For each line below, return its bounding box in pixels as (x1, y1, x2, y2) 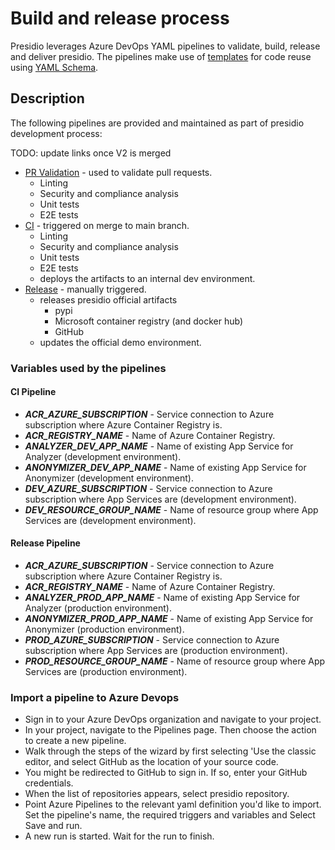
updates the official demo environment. (39, 336, 202, 348)
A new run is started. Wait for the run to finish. (24, 830, 215, 842)
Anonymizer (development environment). (24, 472, 194, 484)
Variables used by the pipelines (10, 361, 167, 375)
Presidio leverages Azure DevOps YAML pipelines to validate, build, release (10, 40, 321, 52)
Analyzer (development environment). (24, 450, 182, 462)
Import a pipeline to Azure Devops (10, 691, 180, 704)
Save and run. (24, 820, 83, 832)
